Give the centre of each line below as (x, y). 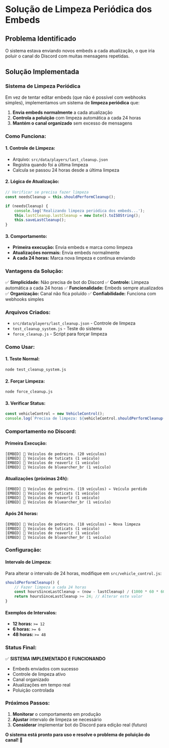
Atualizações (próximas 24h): (37, 478)
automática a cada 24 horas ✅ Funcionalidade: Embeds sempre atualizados (84, 288)
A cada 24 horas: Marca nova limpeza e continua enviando (74, 258)
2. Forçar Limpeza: (25, 381)
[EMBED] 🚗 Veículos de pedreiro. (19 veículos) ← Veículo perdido (76, 489)
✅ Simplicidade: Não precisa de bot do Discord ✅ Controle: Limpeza (77, 282)
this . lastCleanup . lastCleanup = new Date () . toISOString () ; (77, 215)
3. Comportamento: (26, 236)
